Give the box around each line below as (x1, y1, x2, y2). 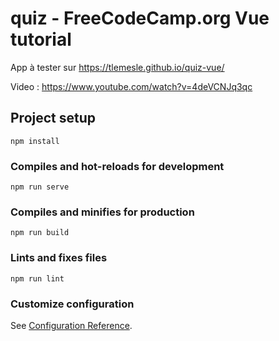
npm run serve (10, 182, 70, 192)
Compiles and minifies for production (10, 205, 195, 219)
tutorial (10, 28, 72, 51)
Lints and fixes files (10, 251, 108, 265)
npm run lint (10, 273, 65, 284)
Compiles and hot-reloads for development (10, 159, 225, 173)
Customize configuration (10, 297, 135, 311)
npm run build (10, 228, 70, 238)
